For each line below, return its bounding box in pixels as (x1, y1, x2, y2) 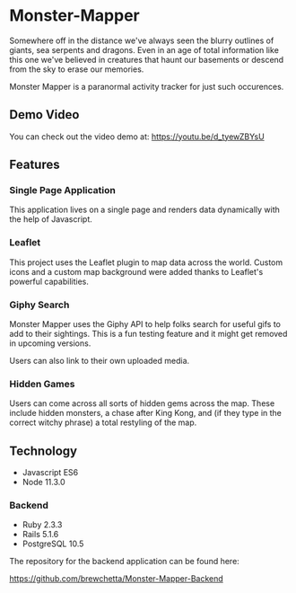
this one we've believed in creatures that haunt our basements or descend (9, 54, 284, 65)
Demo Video (9, 107, 80, 122)
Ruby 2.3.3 (22, 519, 63, 530)
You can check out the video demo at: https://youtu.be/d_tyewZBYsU (9, 131, 265, 142)
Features (9, 157, 60, 173)
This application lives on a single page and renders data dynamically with (9, 204, 281, 216)
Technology (9, 443, 78, 458)
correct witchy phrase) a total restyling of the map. (9, 417, 197, 428)
